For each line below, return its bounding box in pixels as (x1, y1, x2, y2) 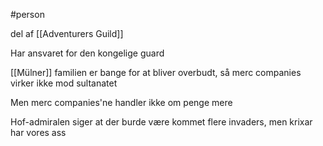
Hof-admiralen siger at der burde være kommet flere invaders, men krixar (10, 116, 313, 128)
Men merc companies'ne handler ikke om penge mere (10, 97, 233, 108)
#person (10, 9, 45, 20)
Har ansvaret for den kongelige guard (10, 47, 165, 59)
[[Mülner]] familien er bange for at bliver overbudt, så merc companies (10, 67, 302, 78)
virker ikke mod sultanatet (10, 77, 118, 89)
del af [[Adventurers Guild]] (10, 28, 124, 39)
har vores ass (10, 127, 67, 138)
